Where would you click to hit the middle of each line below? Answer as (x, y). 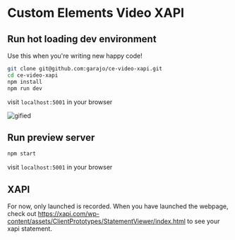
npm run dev (25, 88)
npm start (22, 154)
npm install (25, 82)
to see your (203, 221)
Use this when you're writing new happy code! (75, 56)
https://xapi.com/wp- (69, 214)
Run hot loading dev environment (82, 39)
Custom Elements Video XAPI (96, 13)
